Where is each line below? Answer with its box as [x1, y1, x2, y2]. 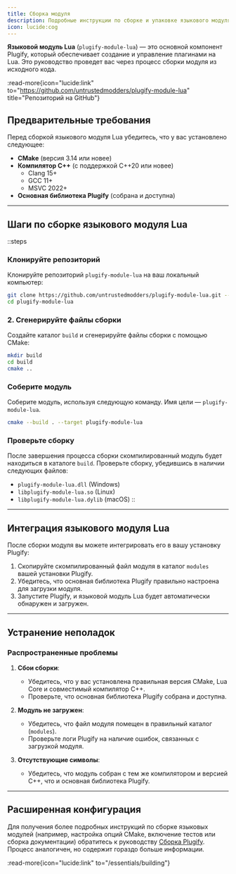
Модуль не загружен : [17, 706, 84, 714]
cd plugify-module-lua [7, 299, 74, 306]
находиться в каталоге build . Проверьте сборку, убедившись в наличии [7, 459, 225, 468]
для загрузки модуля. [17, 585, 83, 593]
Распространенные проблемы [7, 647, 118, 657]
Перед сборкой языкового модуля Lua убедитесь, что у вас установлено [7, 133, 227, 142]
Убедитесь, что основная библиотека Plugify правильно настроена [17, 577, 220, 585]
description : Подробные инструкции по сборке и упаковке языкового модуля [7, 17, 231, 24]
